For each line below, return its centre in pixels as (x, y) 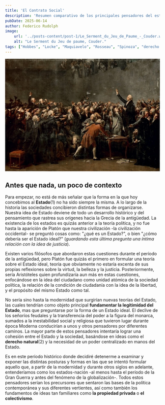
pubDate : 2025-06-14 (26, 21)
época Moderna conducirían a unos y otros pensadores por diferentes (76, 326)
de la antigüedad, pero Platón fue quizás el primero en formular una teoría (80, 259)
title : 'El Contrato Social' (35, 10)
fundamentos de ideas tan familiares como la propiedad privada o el (75, 393)
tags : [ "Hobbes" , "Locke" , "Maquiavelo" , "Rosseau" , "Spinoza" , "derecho (82, 47)
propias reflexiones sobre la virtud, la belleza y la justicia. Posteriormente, (80, 270)
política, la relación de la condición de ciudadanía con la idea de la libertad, (81, 285)
